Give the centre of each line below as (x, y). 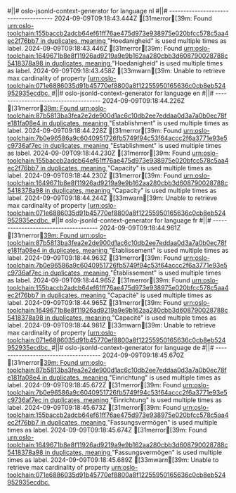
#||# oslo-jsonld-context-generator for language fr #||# (131, 220)
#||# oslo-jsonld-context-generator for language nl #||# (87, 11)
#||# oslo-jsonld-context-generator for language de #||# (133, 348)
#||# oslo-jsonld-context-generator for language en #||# (133, 93)
